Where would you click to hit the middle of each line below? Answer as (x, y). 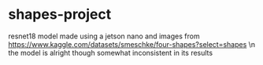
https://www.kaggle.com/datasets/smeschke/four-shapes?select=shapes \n (132, 44)
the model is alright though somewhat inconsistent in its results (111, 52)
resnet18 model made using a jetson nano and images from (104, 36)
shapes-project (60, 14)
